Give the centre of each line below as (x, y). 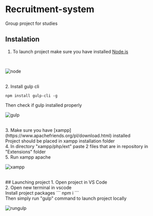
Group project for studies (31, 23)
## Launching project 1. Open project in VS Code (56, 182)
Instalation (22, 39)
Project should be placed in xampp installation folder (60, 141)
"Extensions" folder (26, 152)
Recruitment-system (50, 9)
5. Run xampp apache (28, 157)
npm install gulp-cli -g (31, 96)
